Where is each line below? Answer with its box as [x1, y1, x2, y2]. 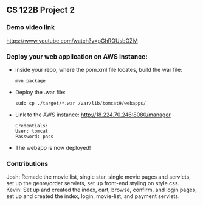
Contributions [6, 159, 49, 168]
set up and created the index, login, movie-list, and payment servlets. [6, 193, 180, 200]
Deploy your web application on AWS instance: [6, 52, 148, 60]
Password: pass [15, 133, 54, 140]
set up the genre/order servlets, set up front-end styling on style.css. [6, 180, 180, 187]
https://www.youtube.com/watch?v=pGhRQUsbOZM [6, 37, 138, 44]
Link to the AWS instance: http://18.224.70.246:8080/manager [15, 111, 171, 118]
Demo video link [6, 23, 55, 32]
